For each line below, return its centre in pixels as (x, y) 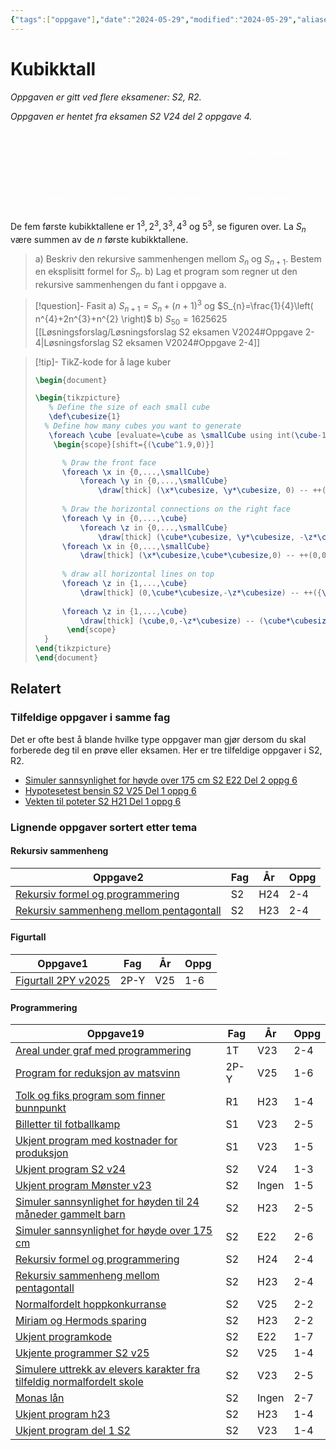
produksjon (42, 1153)
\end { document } (66, 658)
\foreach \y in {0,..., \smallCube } (153, 481)
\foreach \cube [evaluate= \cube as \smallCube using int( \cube (183, 435)
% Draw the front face (109, 462)
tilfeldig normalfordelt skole (79, 1382)
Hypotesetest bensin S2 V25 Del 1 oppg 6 (110, 790)
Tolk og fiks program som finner (90, 1096)
